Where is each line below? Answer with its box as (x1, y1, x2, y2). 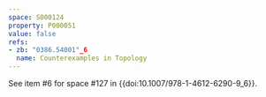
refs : (8, 37, 28, 47)
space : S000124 (8, 12, 65, 22)
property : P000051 (8, 21, 76, 30)
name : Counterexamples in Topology (16, 54, 148, 63)
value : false (8, 29, 57, 38)
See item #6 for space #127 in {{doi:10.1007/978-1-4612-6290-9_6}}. (8, 78, 258, 88)
